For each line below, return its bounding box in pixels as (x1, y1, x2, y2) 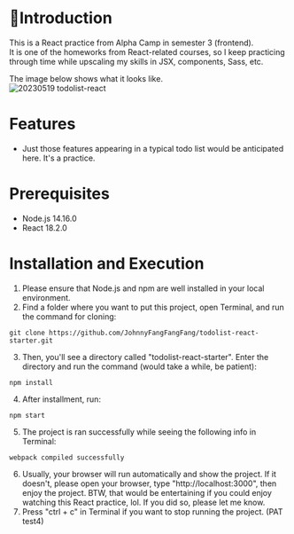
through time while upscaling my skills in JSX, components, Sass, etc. (9, 56, 264, 67)
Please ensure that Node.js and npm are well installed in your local (21, 283, 265, 294)
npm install (9, 378, 53, 387)
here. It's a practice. (21, 153, 96, 163)
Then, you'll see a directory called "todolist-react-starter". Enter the (21, 351, 269, 362)
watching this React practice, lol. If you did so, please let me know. (21, 497, 266, 507)
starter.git (9, 336, 53, 345)
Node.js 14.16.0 (21, 213, 77, 224)
